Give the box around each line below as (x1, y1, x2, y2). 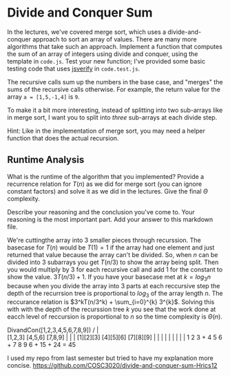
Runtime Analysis (7, 154, 85, 166)
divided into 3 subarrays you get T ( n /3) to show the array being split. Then (7, 258, 219, 266)
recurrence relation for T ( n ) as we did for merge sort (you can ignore (7, 180, 202, 188)
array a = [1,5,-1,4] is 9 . (7, 92, 81, 101)
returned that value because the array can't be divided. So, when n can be (7, 250, 218, 258)
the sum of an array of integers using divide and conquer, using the (7, 50, 198, 58)
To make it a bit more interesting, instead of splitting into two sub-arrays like (7, 106, 223, 114)
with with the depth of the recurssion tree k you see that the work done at (7, 305, 216, 314)
